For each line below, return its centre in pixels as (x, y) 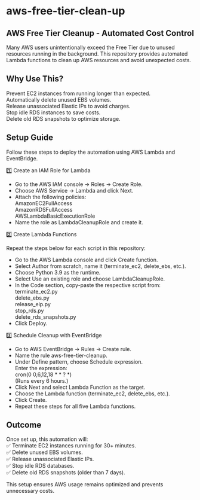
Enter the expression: (41, 368)
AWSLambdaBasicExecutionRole (55, 216)
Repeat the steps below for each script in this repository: (76, 248)
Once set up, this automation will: (47, 439)
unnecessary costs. (30, 491)
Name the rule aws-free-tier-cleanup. (61, 355)
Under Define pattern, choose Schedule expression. (79, 362)
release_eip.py (33, 304)
